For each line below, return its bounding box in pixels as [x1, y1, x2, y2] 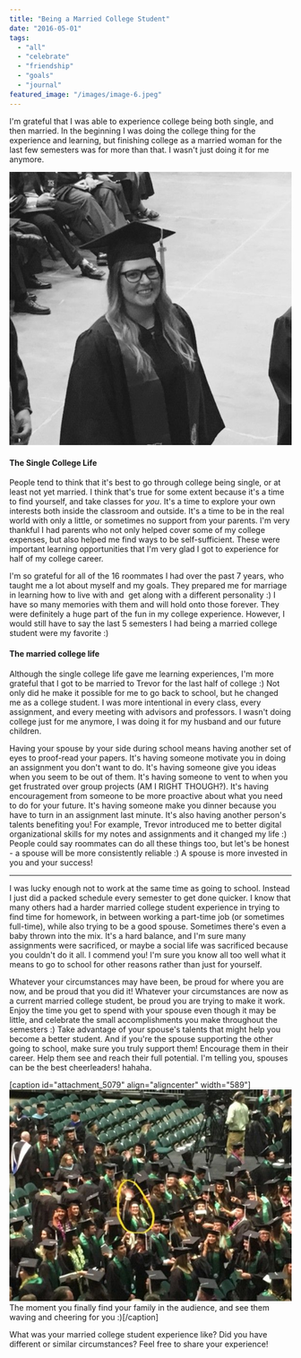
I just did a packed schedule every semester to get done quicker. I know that [9, 892, 291, 903]
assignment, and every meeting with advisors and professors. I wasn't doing [9, 706, 291, 717]
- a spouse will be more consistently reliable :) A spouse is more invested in [9, 847, 288, 858]
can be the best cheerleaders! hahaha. [9, 1061, 152, 1072]
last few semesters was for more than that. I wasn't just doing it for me [9, 144, 270, 155]
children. [9, 726, 42, 736]
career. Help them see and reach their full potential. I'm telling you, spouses [9, 1053, 288, 1063]
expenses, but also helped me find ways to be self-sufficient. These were [9, 534, 280, 546]
